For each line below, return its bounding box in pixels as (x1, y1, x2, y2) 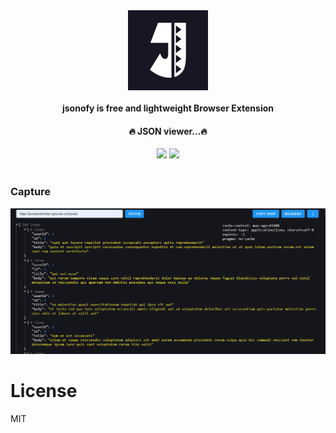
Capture (10, 185, 52, 199)
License (10, 380, 78, 403)
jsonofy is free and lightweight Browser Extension (61, 102, 275, 114)
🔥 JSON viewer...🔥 (128, 125, 208, 137)
